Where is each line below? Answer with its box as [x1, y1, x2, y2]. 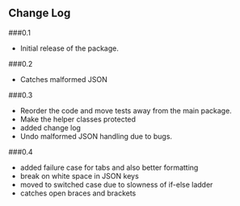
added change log [19, 122, 81, 132]
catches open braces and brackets [19, 188, 137, 198]
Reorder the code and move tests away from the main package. [19, 105, 232, 115]
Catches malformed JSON [19, 74, 107, 84]
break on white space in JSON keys [19, 171, 139, 180]
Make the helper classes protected [19, 114, 136, 124]
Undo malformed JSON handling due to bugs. [19, 131, 172, 141]
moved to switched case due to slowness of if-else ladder [19, 179, 213, 189]
